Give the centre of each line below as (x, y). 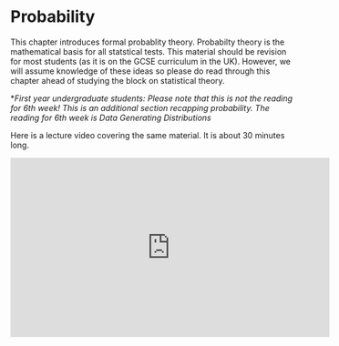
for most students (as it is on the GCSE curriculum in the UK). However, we (150, 61)
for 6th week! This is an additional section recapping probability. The (140, 107)
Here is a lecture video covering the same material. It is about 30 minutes (148, 135)
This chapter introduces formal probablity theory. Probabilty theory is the (148, 42)
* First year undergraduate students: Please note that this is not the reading (152, 98)
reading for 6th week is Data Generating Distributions (111, 117)
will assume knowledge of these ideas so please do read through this (140, 71)
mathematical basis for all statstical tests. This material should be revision (149, 51)
